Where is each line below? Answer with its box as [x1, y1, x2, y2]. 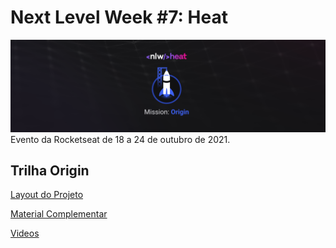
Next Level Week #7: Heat [10, 6, 228, 29]
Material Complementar [10, 208, 108, 220]
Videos [10, 227, 40, 240]
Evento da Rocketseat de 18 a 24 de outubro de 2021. [10, 133, 231, 145]
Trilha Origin [10, 162, 90, 179]
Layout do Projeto [10, 189, 84, 201]
